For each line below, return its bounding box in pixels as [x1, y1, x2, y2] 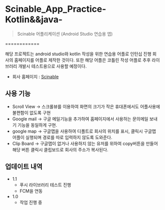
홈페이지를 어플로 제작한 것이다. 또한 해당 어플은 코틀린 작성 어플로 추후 [14, 57, 151, 63]
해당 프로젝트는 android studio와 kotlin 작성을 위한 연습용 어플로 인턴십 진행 [5, 51, 152, 57]
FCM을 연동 [19, 188, 43, 194]
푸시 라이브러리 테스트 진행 [19, 181, 71, 188]
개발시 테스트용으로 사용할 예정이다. [18, 63, 87, 69]
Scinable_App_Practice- [5, 3, 106, 15]
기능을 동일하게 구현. [17, 122, 58, 128]
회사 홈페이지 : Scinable [12, 73, 59, 79]
